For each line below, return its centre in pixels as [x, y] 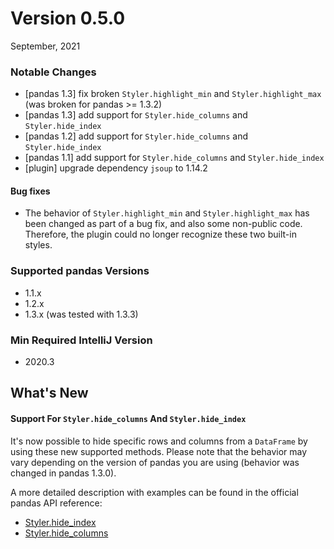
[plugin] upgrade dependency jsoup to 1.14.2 [116, 168]
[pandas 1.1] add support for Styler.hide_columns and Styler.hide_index [174, 158]
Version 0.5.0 [68, 18]
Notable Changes [53, 72]
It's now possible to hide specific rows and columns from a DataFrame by [159, 441]
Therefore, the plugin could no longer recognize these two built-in [160, 234]
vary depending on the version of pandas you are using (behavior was [155, 462]
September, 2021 [45, 46]
